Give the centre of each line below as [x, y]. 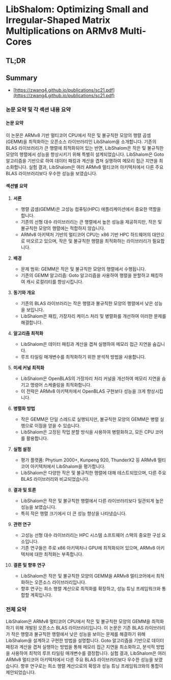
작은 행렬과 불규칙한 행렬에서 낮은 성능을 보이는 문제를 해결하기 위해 [78, 634]
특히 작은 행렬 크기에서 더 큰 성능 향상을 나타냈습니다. [74, 513]
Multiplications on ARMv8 [62, 31]
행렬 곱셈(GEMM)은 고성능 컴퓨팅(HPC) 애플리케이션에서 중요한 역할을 [91, 209]
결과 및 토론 [24, 489]
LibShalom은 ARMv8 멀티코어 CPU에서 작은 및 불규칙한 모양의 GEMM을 [78, 621]
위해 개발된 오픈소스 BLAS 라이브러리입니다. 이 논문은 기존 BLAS [79, 628]
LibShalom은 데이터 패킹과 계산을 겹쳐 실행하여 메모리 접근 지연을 [86, 344]
